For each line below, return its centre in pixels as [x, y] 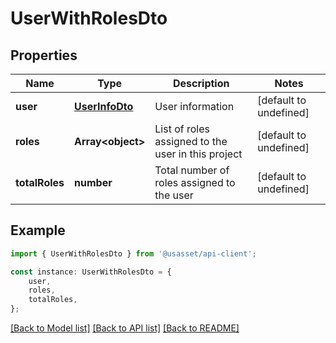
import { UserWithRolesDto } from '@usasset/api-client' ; [133, 253]
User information [194, 106]
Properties [44, 55]
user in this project [198, 154]
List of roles [182, 129]
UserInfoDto [104, 106]
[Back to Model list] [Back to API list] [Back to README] [125, 328]
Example [38, 230]
